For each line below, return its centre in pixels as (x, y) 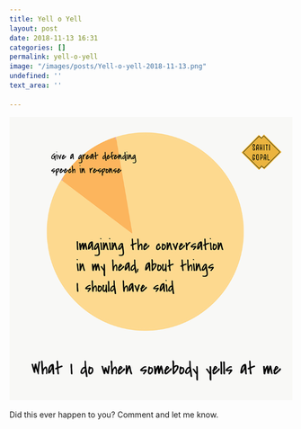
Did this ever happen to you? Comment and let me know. (114, 415)
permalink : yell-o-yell (54, 57)
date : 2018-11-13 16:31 (54, 38)
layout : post (34, 28)
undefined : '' (36, 76)
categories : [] (38, 48)
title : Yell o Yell (46, 19)
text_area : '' (36, 85)
